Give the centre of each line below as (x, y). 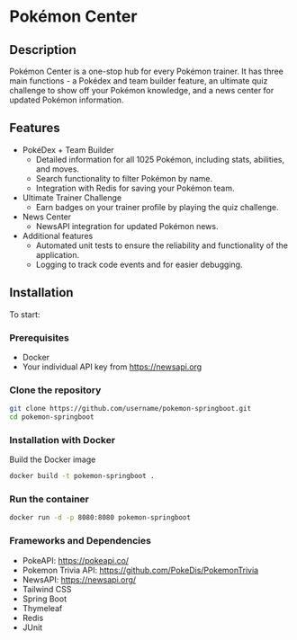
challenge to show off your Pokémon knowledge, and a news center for (142, 90)
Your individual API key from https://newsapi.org (112, 367)
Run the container (49, 499)
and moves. (57, 169)
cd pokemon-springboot (52, 417)
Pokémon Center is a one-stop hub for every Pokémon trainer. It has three (146, 71)
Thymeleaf (42, 608)
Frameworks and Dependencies (80, 541)
